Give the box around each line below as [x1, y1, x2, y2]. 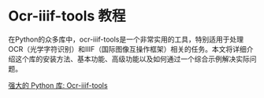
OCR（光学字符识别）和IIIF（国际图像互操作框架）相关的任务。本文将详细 [8, 44, 247, 53]
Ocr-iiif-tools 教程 [8, 7, 126, 25]
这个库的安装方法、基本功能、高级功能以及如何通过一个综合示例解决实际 [14, 54, 250, 64]
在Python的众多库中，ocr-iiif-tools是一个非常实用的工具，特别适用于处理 [8, 34, 244, 44]
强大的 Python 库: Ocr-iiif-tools [8, 80, 108, 90]
